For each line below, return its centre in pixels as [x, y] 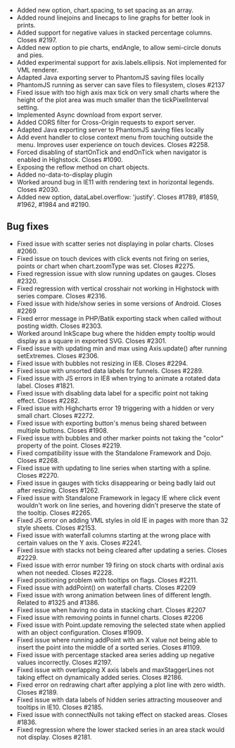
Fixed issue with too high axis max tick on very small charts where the [118, 92]
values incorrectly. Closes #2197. [64, 662]
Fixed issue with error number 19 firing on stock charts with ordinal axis [120, 565]
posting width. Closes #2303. [59, 326]
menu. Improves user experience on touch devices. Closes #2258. [113, 145]
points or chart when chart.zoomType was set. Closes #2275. [106, 266]
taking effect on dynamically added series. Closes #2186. [100, 677]
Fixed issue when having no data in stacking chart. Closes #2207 [111, 610]
